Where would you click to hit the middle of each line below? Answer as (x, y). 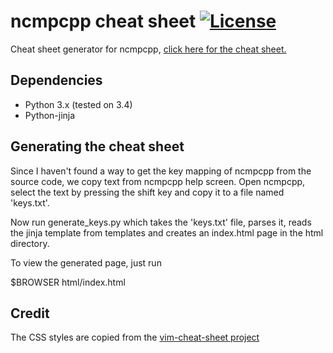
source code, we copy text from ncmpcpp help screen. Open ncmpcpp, (158, 181)
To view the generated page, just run (86, 262)
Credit (30, 313)
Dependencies (56, 80)
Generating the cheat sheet (97, 146)
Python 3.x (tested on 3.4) (78, 104)
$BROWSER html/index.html (68, 282)
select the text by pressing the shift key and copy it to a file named (147, 192)
